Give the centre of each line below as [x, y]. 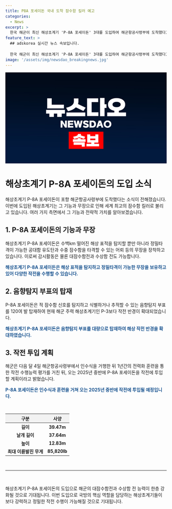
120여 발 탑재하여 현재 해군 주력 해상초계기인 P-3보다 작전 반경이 [75, 311]
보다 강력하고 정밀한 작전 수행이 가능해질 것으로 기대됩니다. [64, 501]
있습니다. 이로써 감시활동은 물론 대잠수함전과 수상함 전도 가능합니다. [73, 256]
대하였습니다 [18, 335]
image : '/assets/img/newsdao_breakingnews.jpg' [57, 60]
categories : [18, 16]
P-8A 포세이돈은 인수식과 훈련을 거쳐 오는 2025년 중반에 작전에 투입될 [75, 390]
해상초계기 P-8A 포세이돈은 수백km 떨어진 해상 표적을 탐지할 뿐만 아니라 [77, 243]
